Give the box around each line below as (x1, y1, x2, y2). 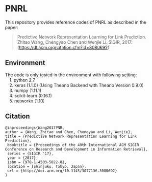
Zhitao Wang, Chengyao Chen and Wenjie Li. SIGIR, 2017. (17, 39, 132, 45)
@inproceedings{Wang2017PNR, (5, 125, 65, 130)
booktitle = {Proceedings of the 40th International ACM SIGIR (7, 142, 139, 148)
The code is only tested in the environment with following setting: (5, 72, 137, 78)
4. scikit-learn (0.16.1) (9, 92, 52, 98)
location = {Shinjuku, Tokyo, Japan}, (7, 164, 87, 169)
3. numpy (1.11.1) (9, 87, 42, 93)
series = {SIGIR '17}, (7, 151, 54, 156)
